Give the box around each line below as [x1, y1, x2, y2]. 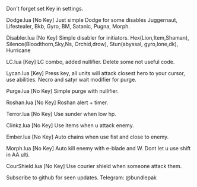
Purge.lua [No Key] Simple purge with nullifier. [6, 88, 119, 94]
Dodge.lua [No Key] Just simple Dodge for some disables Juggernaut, [6, 17, 178, 23]
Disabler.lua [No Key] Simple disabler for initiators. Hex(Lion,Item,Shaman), [6, 34, 189, 41]
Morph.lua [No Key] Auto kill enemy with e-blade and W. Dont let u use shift [6, 145, 191, 151]
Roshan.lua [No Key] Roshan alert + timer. [6, 99, 109, 106]
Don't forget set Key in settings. [6, 5, 84, 12]
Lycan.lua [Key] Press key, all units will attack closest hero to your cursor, [6, 70, 185, 76]
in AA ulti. [6, 151, 30, 158]
